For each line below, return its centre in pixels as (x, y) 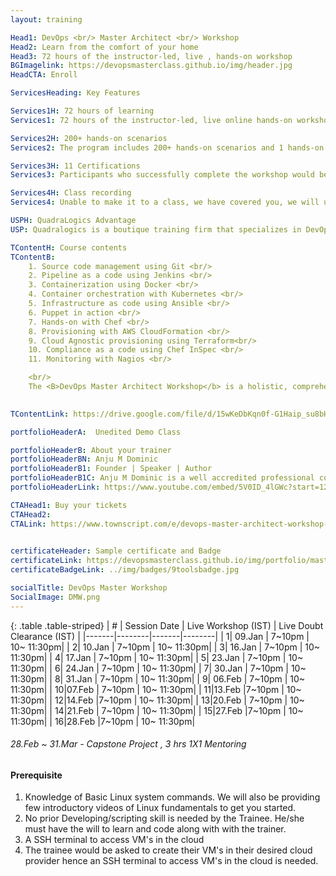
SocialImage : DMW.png (55, 597)
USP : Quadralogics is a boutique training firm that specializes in (156, 229)
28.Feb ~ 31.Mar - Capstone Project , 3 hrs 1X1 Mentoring (128, 744)
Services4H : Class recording (71, 193)
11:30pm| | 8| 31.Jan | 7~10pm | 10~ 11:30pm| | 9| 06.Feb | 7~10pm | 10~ (158, 678)
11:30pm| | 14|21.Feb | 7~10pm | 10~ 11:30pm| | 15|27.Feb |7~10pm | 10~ (157, 710)
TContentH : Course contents (69, 247)
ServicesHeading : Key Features (75, 93)
